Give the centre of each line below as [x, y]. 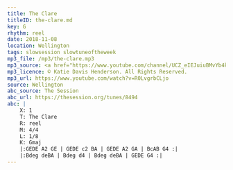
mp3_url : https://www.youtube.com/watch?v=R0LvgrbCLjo [88, 78]
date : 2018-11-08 [32, 40]
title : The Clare [32, 14]
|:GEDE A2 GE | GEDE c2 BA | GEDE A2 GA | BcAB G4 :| [99, 149]
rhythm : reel [26, 33]
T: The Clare [38, 117]
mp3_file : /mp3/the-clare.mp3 [51, 59]
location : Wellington [38, 46]
